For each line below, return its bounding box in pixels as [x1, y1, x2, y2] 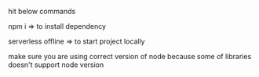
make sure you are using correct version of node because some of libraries [8, 52, 252, 61]
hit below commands [8, 7, 76, 16]
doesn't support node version [8, 60, 104, 69]
